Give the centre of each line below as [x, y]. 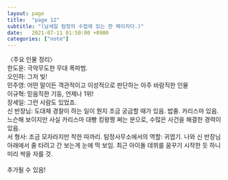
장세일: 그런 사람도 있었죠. [42, 102]
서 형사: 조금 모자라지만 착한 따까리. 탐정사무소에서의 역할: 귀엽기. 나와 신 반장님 [114, 137]
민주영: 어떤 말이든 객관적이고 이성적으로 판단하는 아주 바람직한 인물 [98, 85]
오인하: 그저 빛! [27, 77]
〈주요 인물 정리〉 [32, 60]
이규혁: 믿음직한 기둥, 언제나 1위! [50, 94]
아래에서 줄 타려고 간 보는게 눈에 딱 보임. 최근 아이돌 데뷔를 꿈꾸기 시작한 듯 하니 [114, 146]
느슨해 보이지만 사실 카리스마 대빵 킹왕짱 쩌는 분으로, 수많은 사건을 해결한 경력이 [114, 120]
